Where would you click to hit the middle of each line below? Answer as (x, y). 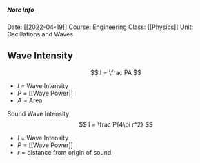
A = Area (30, 100)
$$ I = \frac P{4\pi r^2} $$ (116, 124)
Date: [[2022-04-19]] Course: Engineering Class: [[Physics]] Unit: (100, 27)
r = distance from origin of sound (64, 152)
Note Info (21, 10)
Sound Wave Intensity (38, 113)
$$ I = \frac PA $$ (116, 72)
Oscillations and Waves (40, 34)
